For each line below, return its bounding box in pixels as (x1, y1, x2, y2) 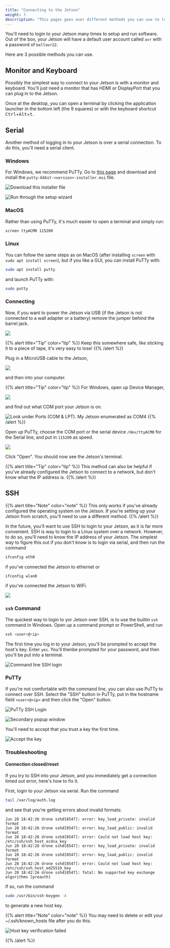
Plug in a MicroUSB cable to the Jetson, (5, 355, 88, 361)
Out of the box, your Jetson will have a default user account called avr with (5, 36, 162, 42)
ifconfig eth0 (5, 555, 35, 560)
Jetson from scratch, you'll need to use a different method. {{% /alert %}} (5, 513, 159, 519)
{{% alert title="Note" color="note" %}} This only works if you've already (5, 502, 158, 508)
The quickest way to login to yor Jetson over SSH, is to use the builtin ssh (5, 616, 158, 623)
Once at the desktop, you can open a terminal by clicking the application (5, 100, 156, 107)
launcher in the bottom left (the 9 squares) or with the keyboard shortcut (5, 106, 156, 112)
